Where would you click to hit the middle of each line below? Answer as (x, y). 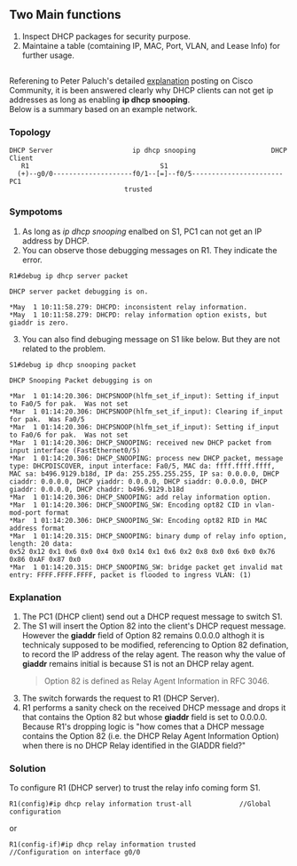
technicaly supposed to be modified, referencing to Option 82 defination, (155, 645)
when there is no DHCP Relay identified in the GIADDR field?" (134, 745)
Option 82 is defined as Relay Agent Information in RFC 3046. (156, 681)
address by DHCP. (56, 241)
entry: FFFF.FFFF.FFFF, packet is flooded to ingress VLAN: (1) (130, 575)
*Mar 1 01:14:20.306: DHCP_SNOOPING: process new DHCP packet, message (146, 458)
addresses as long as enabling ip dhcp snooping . (100, 100)
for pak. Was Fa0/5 (47, 419)
